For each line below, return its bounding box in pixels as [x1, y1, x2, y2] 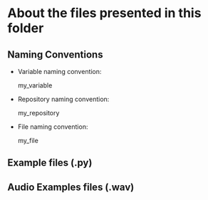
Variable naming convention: [17, 68, 102, 75]
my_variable [17, 81, 53, 90]
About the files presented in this [7, 5, 202, 21]
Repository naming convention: [17, 95, 110, 103]
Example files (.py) [7, 157, 93, 169]
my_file [17, 137, 39, 144]
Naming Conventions [7, 48, 103, 60]
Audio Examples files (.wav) [7, 181, 135, 193]
